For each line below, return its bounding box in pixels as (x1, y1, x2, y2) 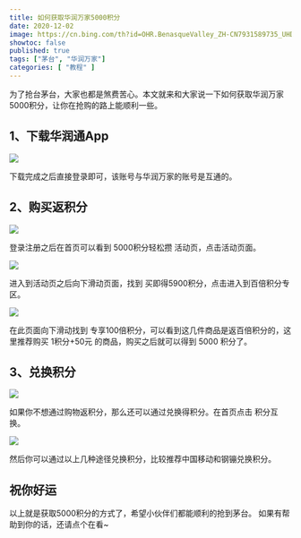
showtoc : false (9, 38, 66, 47)
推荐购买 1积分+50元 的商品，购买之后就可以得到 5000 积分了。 (16, 336, 253, 346)
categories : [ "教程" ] (9, 64, 96, 73)
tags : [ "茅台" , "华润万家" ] (9, 55, 106, 64)
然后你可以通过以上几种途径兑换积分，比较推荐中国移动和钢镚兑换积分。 (9, 454, 276, 465)
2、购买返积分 (9, 200, 88, 215)
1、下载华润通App (9, 129, 109, 144)
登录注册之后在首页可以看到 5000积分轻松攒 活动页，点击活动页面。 (9, 242, 262, 252)
